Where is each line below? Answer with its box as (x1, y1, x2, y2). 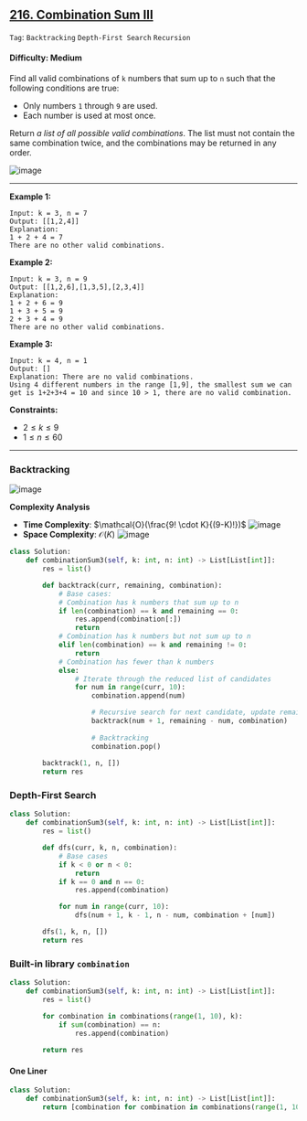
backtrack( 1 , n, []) (42, 759, 121, 768)
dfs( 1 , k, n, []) (42, 927, 108, 936)
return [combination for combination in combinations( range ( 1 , (42, 1103, 288, 1112)
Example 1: (9, 191, 52, 202)
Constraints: (9, 404, 58, 415)
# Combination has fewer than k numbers (58, 657, 215, 667)
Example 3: (9, 338, 53, 350)
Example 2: (9, 257, 53, 268)
